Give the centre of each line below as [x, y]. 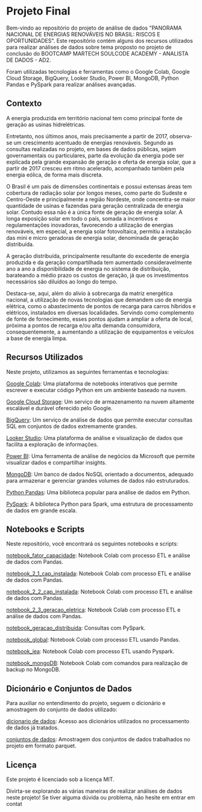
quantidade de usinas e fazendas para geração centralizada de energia [95, 205]
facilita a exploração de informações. [52, 444]
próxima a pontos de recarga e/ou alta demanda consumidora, [84, 325]
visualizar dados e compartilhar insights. [56, 462]
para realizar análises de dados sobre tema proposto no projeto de [89, 47]
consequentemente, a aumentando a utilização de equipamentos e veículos [100, 332]
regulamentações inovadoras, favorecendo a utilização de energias [90, 225]
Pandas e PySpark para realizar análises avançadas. [71, 84]
